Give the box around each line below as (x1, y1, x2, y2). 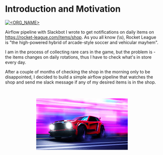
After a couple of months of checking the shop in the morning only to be (5, 68, 150, 74)
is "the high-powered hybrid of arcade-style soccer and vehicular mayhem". (5, 39, 159, 45)
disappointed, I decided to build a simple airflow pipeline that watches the (5, 74, 153, 80)
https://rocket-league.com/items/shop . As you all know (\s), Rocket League (5, 34, 157, 40)
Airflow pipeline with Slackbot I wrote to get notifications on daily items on (5, 29, 154, 35)
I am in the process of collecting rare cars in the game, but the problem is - (5, 49, 156, 55)
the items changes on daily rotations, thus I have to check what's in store (5, 54, 152, 60)
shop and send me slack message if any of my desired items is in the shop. (5, 79, 156, 85)
